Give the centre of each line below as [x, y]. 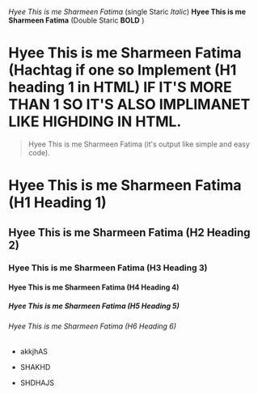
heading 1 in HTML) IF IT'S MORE [120, 87]
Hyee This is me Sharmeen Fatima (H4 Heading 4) [94, 287]
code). [39, 152]
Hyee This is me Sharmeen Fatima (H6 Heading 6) [92, 326]
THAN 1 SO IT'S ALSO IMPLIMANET [129, 105]
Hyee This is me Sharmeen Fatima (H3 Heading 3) [108, 268]
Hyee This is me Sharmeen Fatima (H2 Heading [129, 233]
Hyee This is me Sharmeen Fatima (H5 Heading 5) [94, 306]
